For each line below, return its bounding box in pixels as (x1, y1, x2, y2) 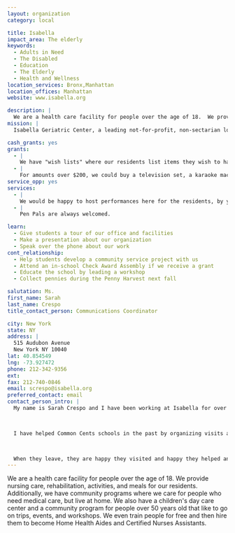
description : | (7, 107, 52, 114)
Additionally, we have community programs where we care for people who (7, 489, 222, 497)
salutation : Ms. (7, 288, 55, 295)
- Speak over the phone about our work (13, 243, 130, 250)
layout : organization (7, 10, 71, 17)
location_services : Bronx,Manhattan (7, 81, 114, 88)
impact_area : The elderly (7, 36, 83, 43)
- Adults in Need (13, 49, 64, 56)
